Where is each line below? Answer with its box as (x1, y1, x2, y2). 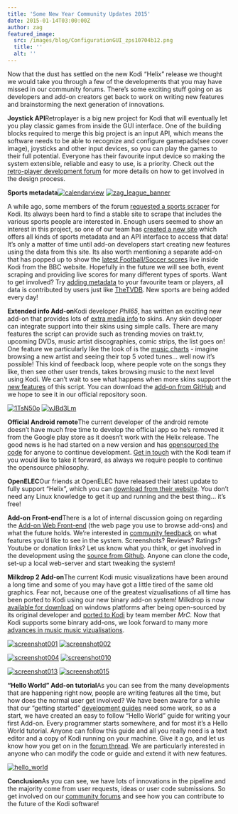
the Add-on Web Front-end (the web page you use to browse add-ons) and (7, 521, 228, 530)
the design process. (7, 174, 66, 182)
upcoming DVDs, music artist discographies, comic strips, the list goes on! (7, 336, 225, 346)
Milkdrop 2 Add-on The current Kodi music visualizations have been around (7, 572, 229, 581)
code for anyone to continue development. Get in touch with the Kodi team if (7, 448, 231, 456)
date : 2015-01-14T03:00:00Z (7, 17, 91, 24)
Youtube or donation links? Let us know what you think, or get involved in (7, 543, 222, 552)
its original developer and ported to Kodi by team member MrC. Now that (7, 610, 220, 619)
